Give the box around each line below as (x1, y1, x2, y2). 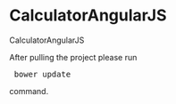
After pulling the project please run (9, 52, 138, 62)
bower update (13, 68, 71, 79)
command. (9, 85, 49, 96)
